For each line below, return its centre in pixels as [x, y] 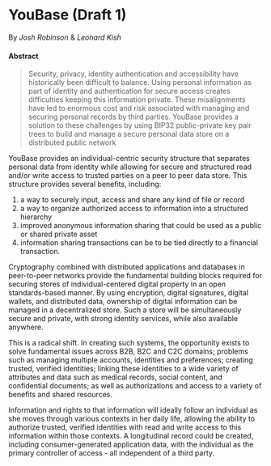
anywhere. [26, 327]
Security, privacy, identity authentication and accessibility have [133, 74]
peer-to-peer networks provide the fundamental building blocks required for [135, 276]
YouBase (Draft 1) [68, 15]
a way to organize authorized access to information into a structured [134, 209]
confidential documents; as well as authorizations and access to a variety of [135, 386]
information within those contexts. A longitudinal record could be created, [131, 436]
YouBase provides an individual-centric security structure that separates [129, 159]
